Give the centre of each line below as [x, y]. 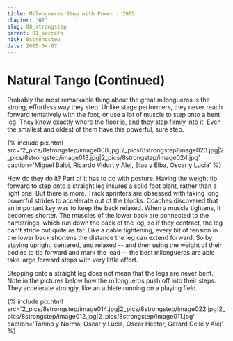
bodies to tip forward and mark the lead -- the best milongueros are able [111, 252]
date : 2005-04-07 [32, 46]
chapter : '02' [28, 20]
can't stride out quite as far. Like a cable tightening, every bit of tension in [113, 230]
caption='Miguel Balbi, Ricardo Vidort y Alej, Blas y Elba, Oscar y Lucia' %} [114, 165]
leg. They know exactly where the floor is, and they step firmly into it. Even [114, 122]
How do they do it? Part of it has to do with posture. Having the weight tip [112, 178]
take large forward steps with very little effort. [73, 260]
